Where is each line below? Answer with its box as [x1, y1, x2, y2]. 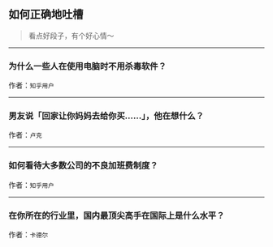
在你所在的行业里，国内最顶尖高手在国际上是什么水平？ [8, 210, 225, 221]
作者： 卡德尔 [8, 230, 49, 239]
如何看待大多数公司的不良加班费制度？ [8, 160, 158, 172]
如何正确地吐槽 [8, 7, 84, 22]
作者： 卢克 [8, 130, 42, 140]
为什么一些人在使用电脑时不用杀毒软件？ [8, 60, 167, 71]
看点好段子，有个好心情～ [28, 31, 115, 40]
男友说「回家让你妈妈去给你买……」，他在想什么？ [8, 110, 205, 121]
